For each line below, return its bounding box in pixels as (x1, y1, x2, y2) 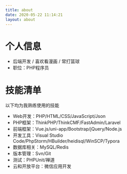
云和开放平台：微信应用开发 (12, 163, 72, 169)
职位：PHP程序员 (12, 65, 50, 71)
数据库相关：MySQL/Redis (12, 144, 69, 151)
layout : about (5, 17, 36, 22)
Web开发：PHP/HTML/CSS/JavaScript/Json (12, 113, 106, 119)
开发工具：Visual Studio (12, 132, 63, 138)
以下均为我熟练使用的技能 (5, 103, 59, 109)
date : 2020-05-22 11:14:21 (5, 12, 63, 17)
